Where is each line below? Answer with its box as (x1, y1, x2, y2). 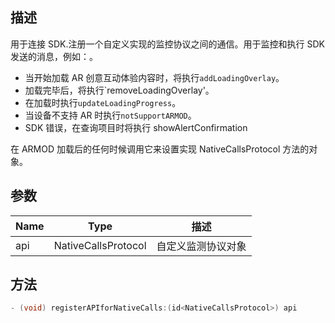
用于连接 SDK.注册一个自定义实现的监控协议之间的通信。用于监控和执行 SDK (10, 38, 325, 50)
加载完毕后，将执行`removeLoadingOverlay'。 (24, 84, 215, 96)
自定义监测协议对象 (156, 239, 247, 253)
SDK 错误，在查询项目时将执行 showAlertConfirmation (24, 121, 248, 133)
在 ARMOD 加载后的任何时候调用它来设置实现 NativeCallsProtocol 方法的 (10, 143, 310, 155)
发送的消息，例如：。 (10, 50, 98, 62)
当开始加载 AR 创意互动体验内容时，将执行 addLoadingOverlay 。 (24, 71, 285, 83)
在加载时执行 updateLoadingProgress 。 (24, 96, 182, 108)
